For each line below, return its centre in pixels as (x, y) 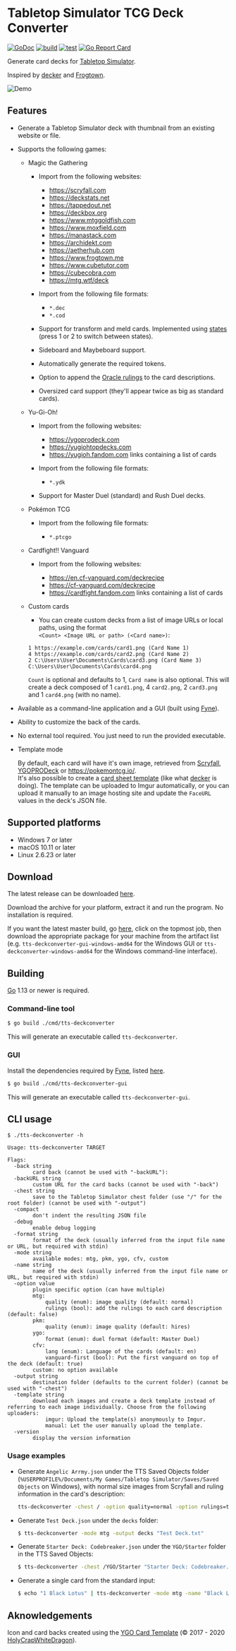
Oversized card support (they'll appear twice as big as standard (131, 391)
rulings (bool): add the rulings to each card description (133, 1309)
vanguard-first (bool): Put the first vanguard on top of (132, 1358)
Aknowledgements (50, 1615)
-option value (34, 1284)
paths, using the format (73, 627)
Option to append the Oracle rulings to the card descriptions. (127, 377)
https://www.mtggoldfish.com (92, 220)
